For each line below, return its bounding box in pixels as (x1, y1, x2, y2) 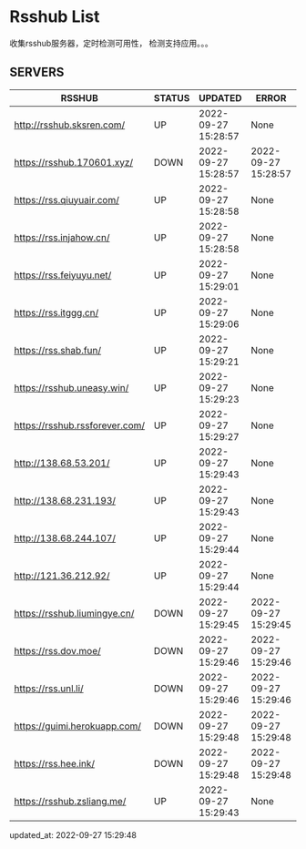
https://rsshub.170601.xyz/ (14, 156, 134, 169)
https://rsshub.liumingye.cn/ (14, 607, 135, 619)
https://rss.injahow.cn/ (14, 230, 110, 243)
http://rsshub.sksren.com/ (14, 118, 126, 131)
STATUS (153, 91, 190, 104)
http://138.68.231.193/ (14, 494, 117, 506)
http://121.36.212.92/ (14, 569, 110, 582)
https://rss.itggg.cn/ (14, 306, 99, 319)
